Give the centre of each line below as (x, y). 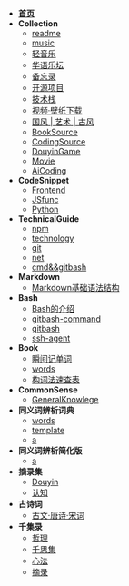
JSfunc (45, 199)
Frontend (49, 190)
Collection (38, 24)
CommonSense (48, 390)
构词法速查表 (55, 379)
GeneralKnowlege (65, 399)
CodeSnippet (44, 180)
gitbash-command (66, 319)
